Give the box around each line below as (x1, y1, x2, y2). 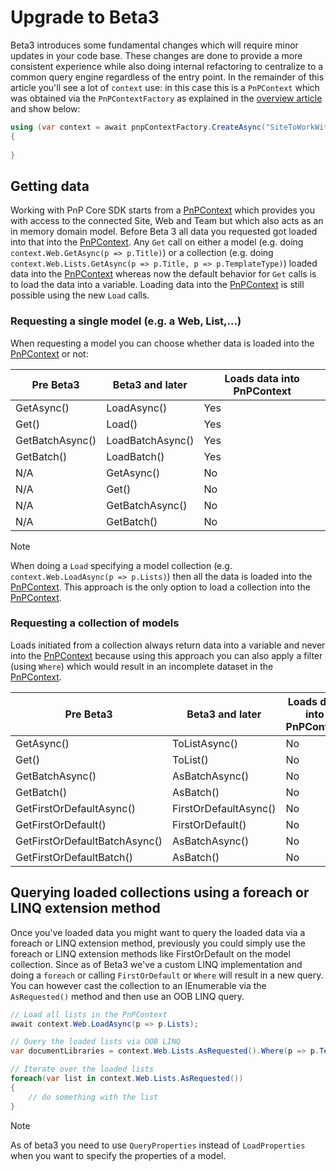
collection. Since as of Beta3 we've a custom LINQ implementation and (10, 958, 303, 970)
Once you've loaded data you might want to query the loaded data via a (10, 926, 306, 938)
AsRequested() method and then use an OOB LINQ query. (10, 990, 245, 1002)
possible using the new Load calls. (10, 289, 150, 301)
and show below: (10, 102, 81, 115)
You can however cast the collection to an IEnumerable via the (10, 979, 267, 991)
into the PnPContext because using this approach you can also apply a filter (10, 649, 323, 661)
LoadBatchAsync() (106, 433, 195, 447)
